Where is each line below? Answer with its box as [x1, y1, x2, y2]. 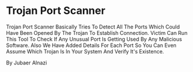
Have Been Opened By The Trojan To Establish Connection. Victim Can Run [6, 29, 188, 36]
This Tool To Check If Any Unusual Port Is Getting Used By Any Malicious [6, 35, 182, 42]
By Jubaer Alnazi [6, 59, 47, 66]
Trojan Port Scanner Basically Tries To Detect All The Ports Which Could [6, 23, 180, 30]
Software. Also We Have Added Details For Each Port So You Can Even [6, 42, 177, 49]
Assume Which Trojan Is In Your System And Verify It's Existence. [6, 48, 164, 55]
